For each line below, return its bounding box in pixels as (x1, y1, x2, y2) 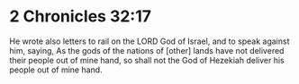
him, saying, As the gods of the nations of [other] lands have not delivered (9, 45, 285, 55)
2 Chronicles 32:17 (9, 6, 151, 27)
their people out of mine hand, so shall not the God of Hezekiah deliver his (9, 55, 285, 65)
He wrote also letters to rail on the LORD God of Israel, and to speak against (9, 36, 290, 46)
